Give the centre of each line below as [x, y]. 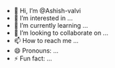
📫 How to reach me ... [46, 41]
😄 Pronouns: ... [36, 51]
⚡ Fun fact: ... [33, 58]
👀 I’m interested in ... [43, 18]
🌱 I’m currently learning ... [51, 25]
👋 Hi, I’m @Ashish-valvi [47, 11]
